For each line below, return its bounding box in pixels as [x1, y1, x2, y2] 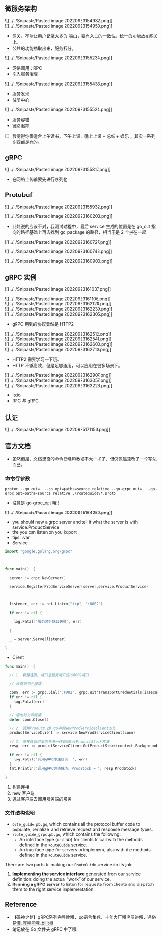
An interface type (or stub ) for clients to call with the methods [19, 836, 143, 842]
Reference [5, 901, 37, 909]
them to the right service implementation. [12, 886, 95, 892]
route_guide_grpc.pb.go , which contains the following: [12, 831, 121, 837]
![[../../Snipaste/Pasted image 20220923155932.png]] [5, 204, 113, 210]
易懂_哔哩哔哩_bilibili [12, 920, 53, 926]
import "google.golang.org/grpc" [5, 549, 73, 554]
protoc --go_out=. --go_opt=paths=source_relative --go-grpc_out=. [5, 487, 145, 492]
